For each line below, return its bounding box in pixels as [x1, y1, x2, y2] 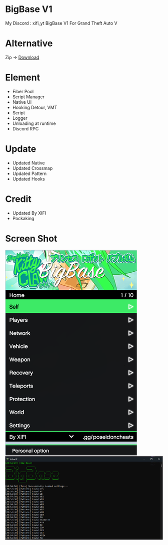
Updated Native [12, 159, 45, 166]
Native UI [12, 99, 32, 105]
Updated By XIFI [12, 210, 46, 216]
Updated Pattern [12, 170, 47, 176]
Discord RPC [12, 125, 39, 131]
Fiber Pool [12, 88, 34, 94]
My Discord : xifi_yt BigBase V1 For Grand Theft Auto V [5, 20, 117, 26]
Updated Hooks [12, 175, 45, 181]
